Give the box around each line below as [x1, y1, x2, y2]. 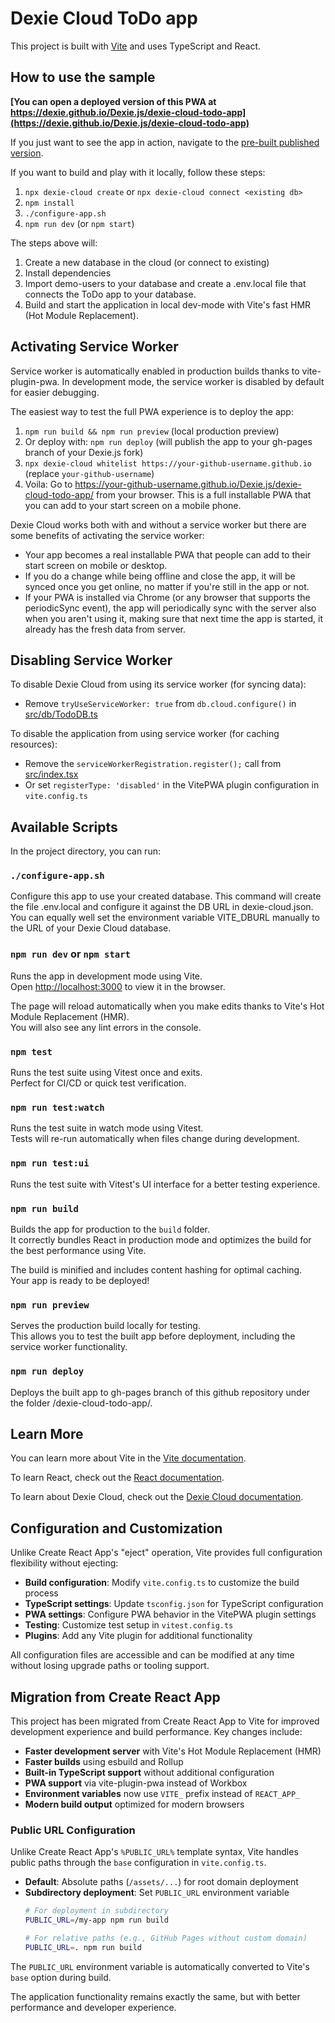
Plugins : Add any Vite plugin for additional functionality [24, 1630, 253, 1642]
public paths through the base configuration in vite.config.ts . [10, 1857, 267, 1869]
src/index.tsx [24, 768, 79, 781]
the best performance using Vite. [10, 1244, 147, 1256]
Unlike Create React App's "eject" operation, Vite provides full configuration [10, 1547, 323, 1559]
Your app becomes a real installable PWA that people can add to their [24, 548, 312, 561]
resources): [10, 738, 58, 751]
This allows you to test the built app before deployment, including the [10, 1330, 296, 1342]
